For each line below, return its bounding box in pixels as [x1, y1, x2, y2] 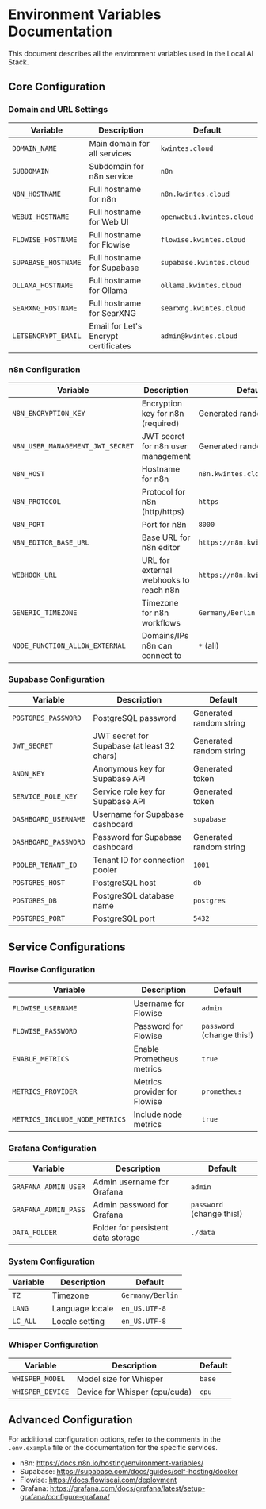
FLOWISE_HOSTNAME [12, 235, 78, 244]
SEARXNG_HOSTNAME [12, 303, 78, 313]
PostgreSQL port [93, 913, 156, 924]
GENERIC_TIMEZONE [12, 608, 78, 617]
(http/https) [141, 506, 184, 517]
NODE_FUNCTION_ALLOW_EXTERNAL [12, 641, 127, 650]
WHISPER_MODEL [12, 1374, 66, 1383]
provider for [133, 1086, 178, 1097]
